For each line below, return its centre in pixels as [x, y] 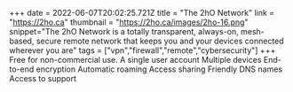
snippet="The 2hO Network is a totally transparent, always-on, [124, 31]
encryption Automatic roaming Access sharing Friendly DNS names [159, 69]
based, [22, 41]
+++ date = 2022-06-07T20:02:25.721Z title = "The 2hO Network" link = [142, 13]
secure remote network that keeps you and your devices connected [160, 41]
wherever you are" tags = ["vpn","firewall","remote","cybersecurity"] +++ [143, 50]
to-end [22, 69]
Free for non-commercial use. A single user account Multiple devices [135, 60]
